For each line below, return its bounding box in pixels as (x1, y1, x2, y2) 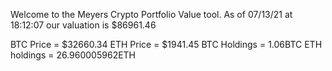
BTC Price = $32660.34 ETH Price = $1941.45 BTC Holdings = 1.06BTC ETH (10, 39, 323, 50)
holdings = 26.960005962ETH (10, 49, 137, 61)
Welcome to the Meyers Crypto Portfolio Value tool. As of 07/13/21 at (10, 9, 293, 20)
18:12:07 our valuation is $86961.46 (10, 19, 157, 31)
